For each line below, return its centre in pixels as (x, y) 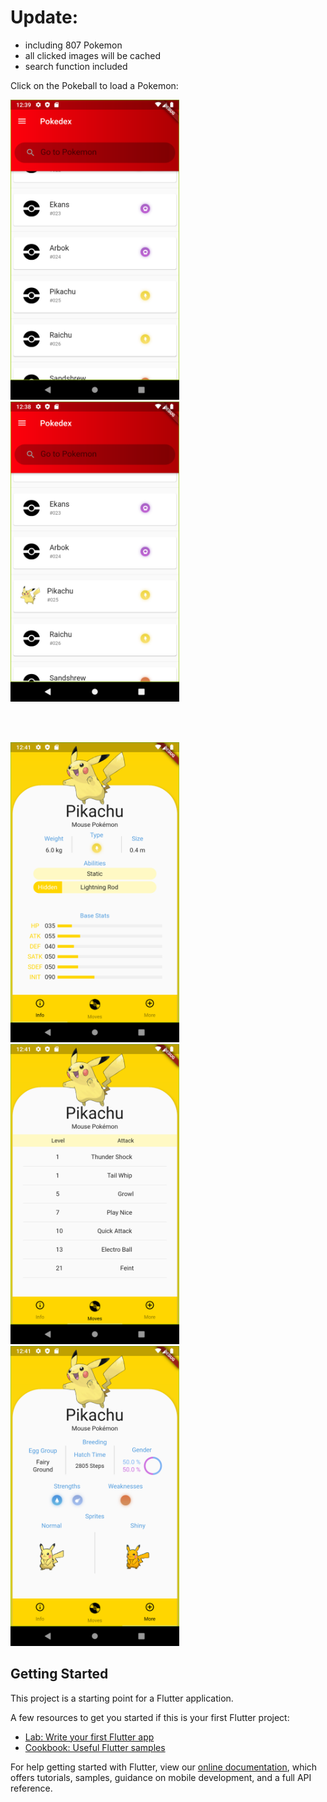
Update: (44, 17)
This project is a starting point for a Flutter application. (122, 1698)
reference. (31, 1788)
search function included (76, 66)
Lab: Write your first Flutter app (89, 1737)
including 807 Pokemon (73, 45)
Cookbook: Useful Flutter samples (95, 1747)
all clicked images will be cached (93, 55)
